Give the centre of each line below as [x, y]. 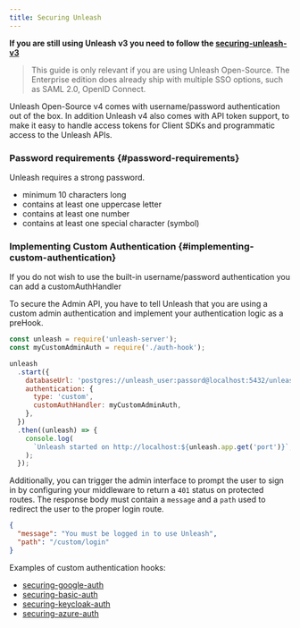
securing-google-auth [63, 585]
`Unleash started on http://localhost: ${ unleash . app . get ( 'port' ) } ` [161, 447]
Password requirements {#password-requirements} [125, 157]
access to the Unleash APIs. [61, 134]
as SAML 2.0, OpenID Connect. [88, 89]
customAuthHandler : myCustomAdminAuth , [107, 405]
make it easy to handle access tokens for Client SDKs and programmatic [142, 125]
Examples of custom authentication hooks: [87, 567]
